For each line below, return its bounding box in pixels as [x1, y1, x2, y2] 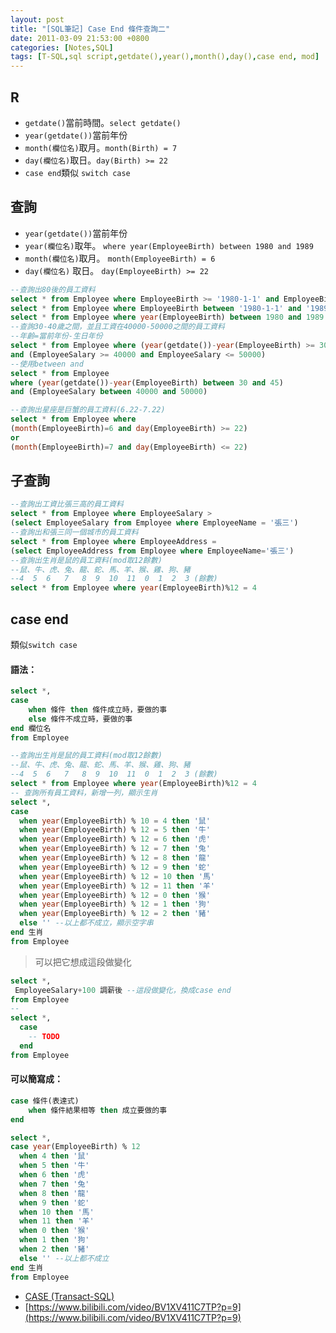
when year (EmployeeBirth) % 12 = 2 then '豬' [19, 909, 211, 919]
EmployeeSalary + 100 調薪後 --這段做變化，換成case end [14, 985, 232, 995]
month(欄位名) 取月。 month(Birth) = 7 [24, 141, 178, 153]
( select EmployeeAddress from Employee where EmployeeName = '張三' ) [10, 546, 295, 556]
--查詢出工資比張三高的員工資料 [10, 499, 124, 510]
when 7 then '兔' [19, 1179, 90, 1189]
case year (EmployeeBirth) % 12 [10, 1142, 141, 1152]
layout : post [10, 14, 65, 25]
